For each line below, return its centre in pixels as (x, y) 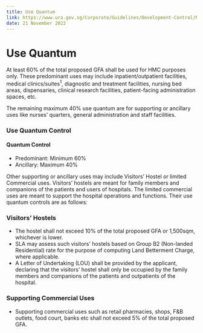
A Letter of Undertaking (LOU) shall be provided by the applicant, (96, 263)
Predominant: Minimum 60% (50, 159)
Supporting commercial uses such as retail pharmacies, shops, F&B (99, 311)
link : (13, 18)
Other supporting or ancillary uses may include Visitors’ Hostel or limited (96, 177)
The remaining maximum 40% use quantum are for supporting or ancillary (98, 108)
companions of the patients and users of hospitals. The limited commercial (99, 190)
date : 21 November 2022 (36, 23)
